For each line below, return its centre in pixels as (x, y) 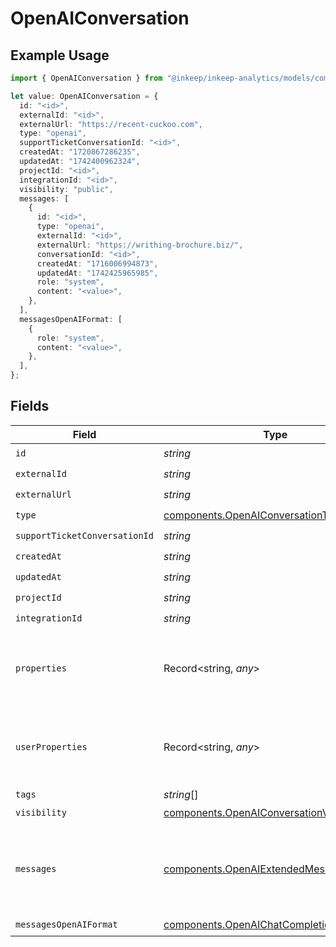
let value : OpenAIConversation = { (84, 96)
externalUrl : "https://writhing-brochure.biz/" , (140, 245)
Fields (30, 406)
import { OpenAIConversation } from (86, 78)
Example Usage (60, 55)
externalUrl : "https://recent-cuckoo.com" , (111, 124)
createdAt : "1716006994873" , (97, 263)
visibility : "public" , (66, 189)
